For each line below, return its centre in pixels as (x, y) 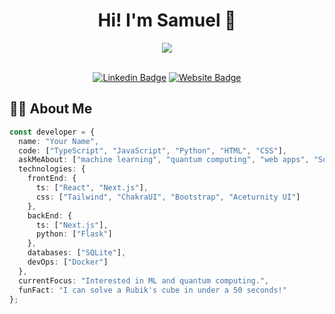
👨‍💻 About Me (51, 109)
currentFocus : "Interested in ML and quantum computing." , (144, 280)
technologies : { (52, 169)
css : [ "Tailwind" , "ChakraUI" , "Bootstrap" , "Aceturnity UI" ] (168, 197)
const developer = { (52, 132)
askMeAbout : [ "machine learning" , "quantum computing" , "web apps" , (164, 160)
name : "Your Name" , (59, 141)
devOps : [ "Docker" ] (68, 262)
